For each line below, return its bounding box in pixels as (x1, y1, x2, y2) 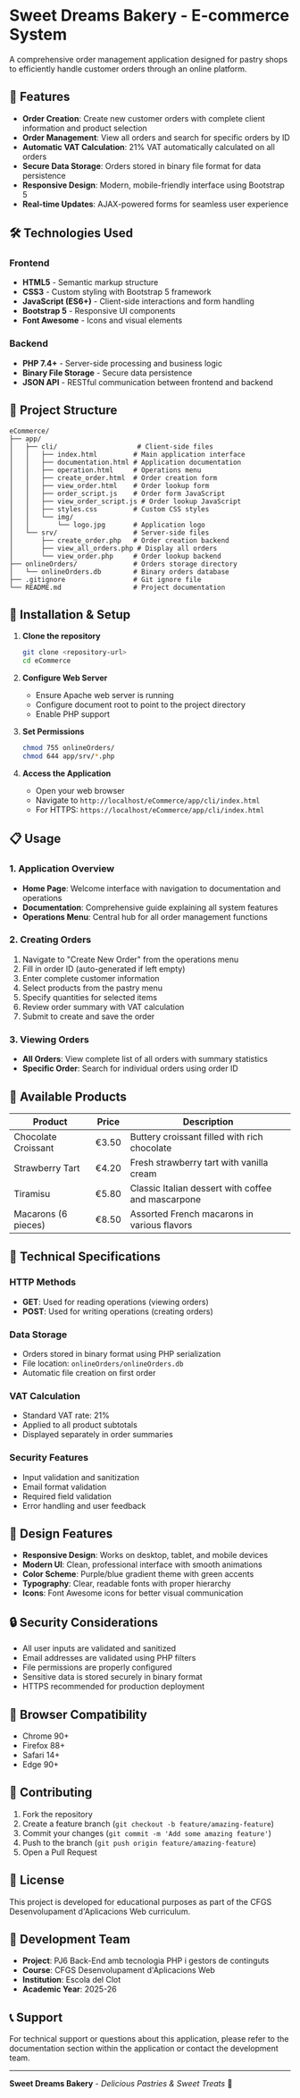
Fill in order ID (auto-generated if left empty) (21, 963, 186, 974)
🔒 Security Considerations (9, 1614, 159, 1630)
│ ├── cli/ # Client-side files (9, 442, 214, 451)
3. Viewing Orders (9, 1033, 89, 1046)
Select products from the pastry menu (21, 982, 163, 993)
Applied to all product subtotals (21, 1420, 138, 1430)
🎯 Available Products (9, 1089, 128, 1104)
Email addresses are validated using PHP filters (21, 1653, 196, 1664)
